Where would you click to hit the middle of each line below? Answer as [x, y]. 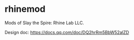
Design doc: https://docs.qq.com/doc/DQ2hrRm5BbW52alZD [67, 32]
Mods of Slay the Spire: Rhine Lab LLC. [45, 23]
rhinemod [25, 9]
